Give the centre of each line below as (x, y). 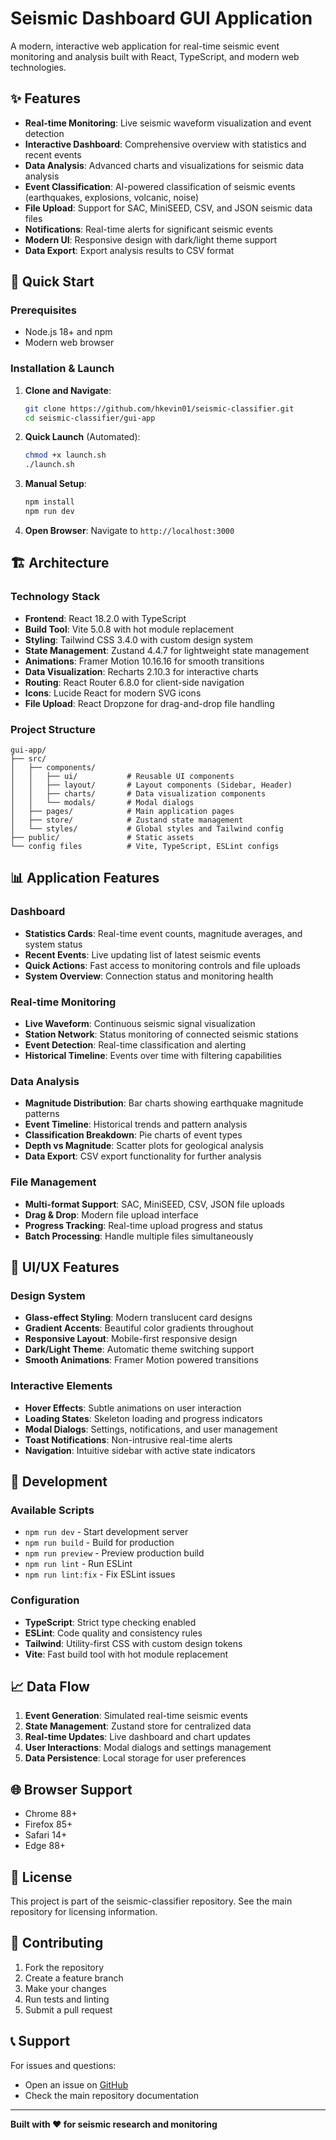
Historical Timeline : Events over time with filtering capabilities (153, 1055)
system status (53, 944)
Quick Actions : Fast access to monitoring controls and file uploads (162, 965)
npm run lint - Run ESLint (78, 1564)
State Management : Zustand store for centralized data (138, 1726)
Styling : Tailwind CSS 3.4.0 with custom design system (138, 639)
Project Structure (53, 729)
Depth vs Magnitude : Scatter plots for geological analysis (144, 1146)
